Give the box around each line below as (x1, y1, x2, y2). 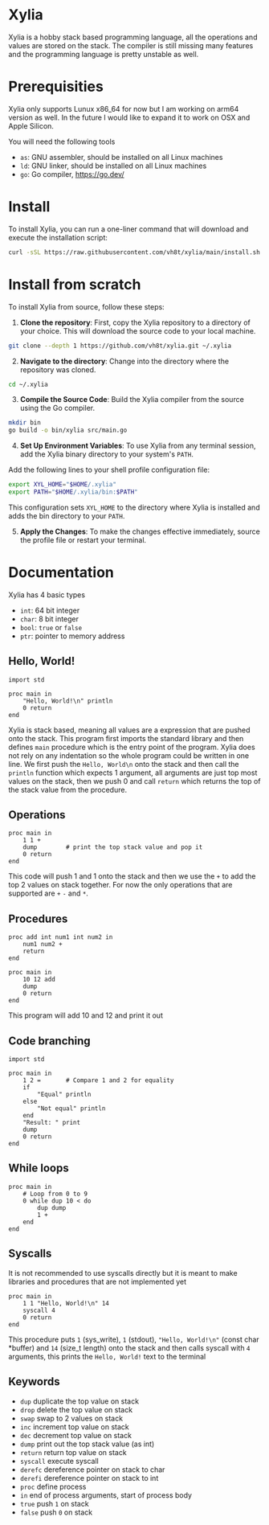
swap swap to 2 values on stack (19, 1413, 123, 1423)
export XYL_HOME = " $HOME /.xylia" (8, 481, 116, 489)
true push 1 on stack (19, 1498, 90, 1508)
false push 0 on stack (19, 1507, 93, 1517)
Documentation (8, 564, 115, 582)
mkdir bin (8, 419, 42, 427)
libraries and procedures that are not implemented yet (8, 1277, 187, 1286)
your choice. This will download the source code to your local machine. (19, 326, 256, 335)
